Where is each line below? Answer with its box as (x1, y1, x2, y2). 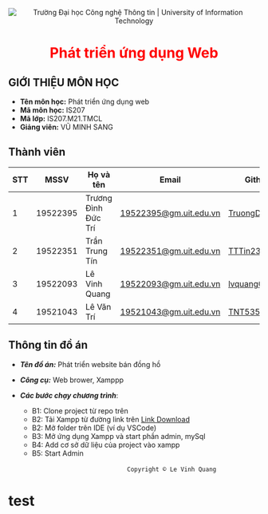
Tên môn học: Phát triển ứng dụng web (19, 97, 150, 106)
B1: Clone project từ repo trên (31, 405, 129, 415)
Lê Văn (85, 301, 112, 312)
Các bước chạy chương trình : (19, 390, 119, 400)
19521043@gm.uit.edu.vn (120, 306, 221, 317)
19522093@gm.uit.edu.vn (120, 278, 221, 289)
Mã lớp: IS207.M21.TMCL (19, 114, 103, 123)
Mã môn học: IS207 (19, 105, 85, 115)
